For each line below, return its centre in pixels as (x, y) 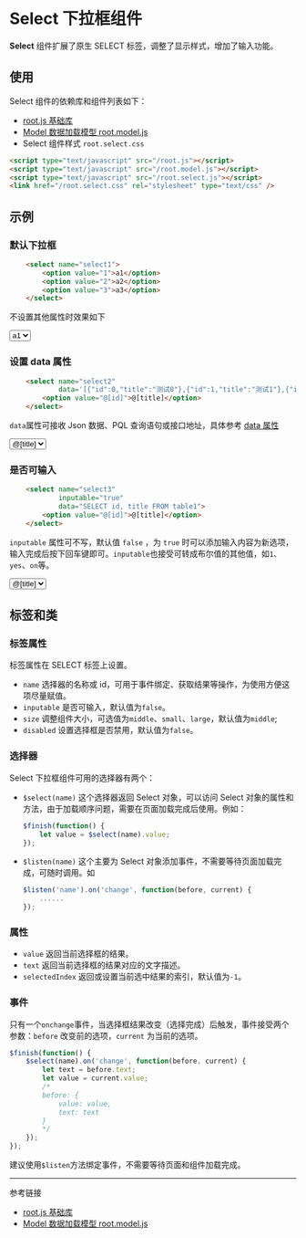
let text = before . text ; (89, 1070)
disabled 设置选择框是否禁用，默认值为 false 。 (110, 730)
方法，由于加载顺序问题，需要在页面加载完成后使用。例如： (134, 808)
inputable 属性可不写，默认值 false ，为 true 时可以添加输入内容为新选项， (152, 542)
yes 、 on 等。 (32, 565)
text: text (79, 1112)
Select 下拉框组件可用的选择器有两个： (82, 778)
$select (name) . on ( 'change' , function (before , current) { (136, 1061)
